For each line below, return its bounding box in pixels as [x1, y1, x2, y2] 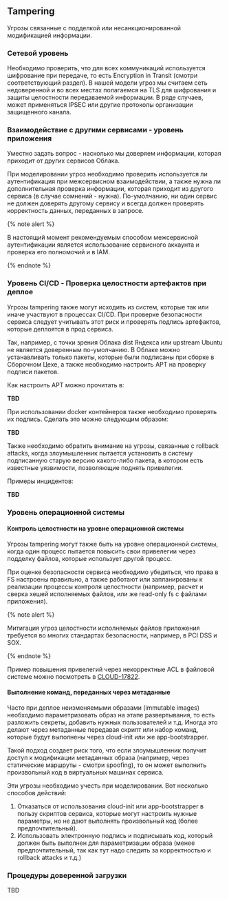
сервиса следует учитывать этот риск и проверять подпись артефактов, [7, 317, 221, 326]
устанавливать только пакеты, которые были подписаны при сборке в [7, 353, 215, 361]
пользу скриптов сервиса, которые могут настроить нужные [17, 810, 197, 818]
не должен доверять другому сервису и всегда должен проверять [7, 199, 204, 207]
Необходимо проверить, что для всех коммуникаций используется [7, 64, 206, 72]
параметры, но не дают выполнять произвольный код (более [17, 817, 198, 826]
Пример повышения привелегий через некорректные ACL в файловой [7, 665, 215, 673]
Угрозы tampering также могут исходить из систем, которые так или [7, 303, 209, 311]
